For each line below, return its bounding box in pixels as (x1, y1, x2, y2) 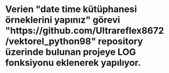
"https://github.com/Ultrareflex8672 (5, 25, 164, 36)
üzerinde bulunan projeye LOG (5, 46, 136, 58)
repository (98, 36, 143, 47)
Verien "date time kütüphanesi (5, 4, 137, 15)
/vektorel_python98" (5, 36, 96, 47)
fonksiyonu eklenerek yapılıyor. (5, 57, 141, 68)
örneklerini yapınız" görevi (5, 14, 120, 26)
